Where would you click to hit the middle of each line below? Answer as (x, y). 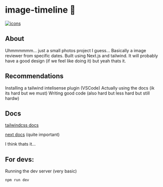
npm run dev (17, 180)
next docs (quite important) (32, 135)
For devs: (19, 159)
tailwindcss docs (22, 125)
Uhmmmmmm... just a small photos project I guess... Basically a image (76, 50)
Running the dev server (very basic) (41, 171)
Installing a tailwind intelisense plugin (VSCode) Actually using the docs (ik (80, 88)
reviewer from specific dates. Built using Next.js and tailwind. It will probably (81, 56)
